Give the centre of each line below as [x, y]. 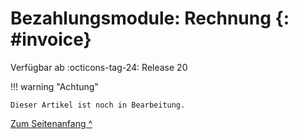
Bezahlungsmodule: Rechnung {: [150, 18]
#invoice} [51, 39]
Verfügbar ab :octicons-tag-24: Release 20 [99, 67]
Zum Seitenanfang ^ [51, 123]
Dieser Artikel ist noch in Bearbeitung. [98, 105]
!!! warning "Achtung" [54, 86]
